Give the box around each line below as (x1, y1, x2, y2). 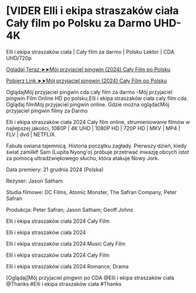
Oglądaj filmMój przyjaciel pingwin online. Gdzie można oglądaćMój (6, 101, 170, 108)
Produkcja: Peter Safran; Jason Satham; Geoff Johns (6, 206, 133, 213)
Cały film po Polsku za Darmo (6, 16, 152, 30)
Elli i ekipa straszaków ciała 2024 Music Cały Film (6, 240, 126, 247)
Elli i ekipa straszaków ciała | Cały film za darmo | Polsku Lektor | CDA (6, 48, 174, 55)
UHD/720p (6, 54, 32, 61)
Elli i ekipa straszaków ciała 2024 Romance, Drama (6, 263, 129, 270)
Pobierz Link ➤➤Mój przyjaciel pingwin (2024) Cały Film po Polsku (6, 77, 167, 84)
